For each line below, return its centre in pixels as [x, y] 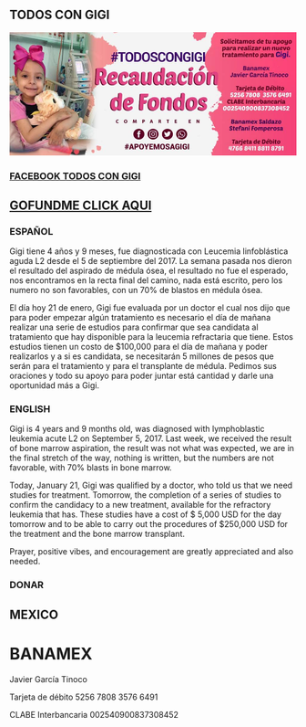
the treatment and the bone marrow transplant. [97, 534]
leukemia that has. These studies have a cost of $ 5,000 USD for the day [146, 514]
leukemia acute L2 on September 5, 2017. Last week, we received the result [151, 438]
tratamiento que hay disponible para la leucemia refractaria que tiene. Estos [152, 337]
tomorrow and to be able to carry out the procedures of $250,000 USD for [149, 524]
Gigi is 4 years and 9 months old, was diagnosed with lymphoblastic [137, 429]
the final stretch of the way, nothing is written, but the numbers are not [142, 458]
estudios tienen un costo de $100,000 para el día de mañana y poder [139, 347]
